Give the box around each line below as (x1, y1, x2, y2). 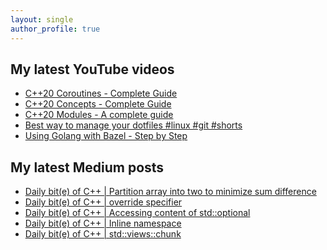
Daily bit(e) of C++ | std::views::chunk (24, 228, 182, 240)
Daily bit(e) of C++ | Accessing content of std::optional (24, 207, 251, 219)
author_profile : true (10, 24, 101, 34)
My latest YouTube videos (10, 61, 175, 78)
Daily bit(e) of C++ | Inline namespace (24, 217, 182, 230)
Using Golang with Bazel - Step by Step (24, 130, 188, 142)
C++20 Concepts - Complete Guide (24, 98, 172, 110)
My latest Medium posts (10, 159, 165, 176)
